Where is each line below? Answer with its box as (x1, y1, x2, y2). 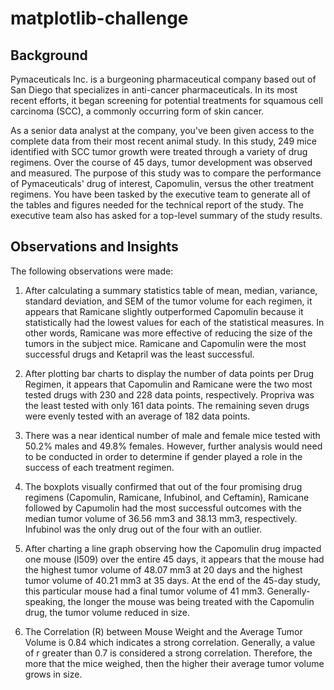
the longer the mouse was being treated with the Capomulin (67, 595, 315, 607)
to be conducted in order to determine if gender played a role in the (24, 450, 303, 462)
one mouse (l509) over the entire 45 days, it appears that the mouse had (24, 553, 325, 565)
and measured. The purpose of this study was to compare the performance (10, 167, 322, 179)
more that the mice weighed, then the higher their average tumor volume (24, 657, 325, 669)
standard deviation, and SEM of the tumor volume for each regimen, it (24, 295, 313, 307)
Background (10, 47, 88, 64)
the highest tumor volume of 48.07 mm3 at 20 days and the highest (24, 563, 303, 576)
